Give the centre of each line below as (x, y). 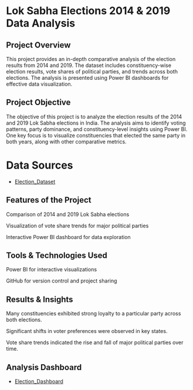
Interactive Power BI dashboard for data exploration (68, 237)
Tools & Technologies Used (57, 255)
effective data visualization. (39, 84)
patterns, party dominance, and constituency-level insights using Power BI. (97, 129)
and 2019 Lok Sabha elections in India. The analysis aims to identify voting (96, 123)
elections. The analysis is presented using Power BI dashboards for (87, 78)
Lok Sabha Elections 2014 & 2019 (88, 11)
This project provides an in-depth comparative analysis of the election (91, 59)
